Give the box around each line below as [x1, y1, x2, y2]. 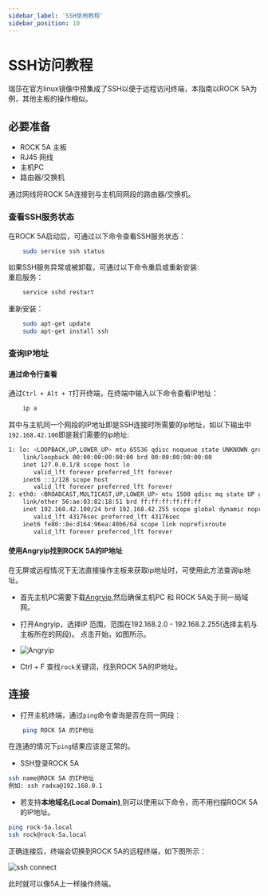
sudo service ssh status [22, 247, 105, 255]
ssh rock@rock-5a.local [8, 831, 88, 839]
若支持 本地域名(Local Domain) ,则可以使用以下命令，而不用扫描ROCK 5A [19, 798, 258, 807]
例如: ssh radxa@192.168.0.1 [8, 782, 103, 790]
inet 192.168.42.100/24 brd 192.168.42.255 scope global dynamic [22, 506, 245, 514]
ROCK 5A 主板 [19, 142, 67, 152]
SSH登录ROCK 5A [19, 758, 80, 768]
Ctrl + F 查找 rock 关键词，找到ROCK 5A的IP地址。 [19, 662, 182, 671]
